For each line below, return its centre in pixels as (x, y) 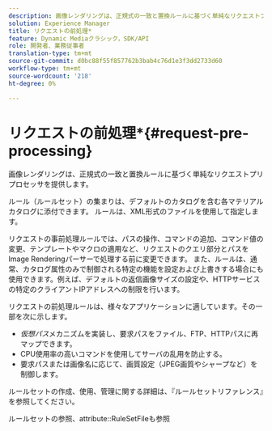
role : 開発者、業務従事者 (47, 46)
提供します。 (72, 184)
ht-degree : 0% (32, 83)
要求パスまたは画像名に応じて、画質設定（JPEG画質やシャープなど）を (139, 364)
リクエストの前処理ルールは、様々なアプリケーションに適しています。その (132, 306)
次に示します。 (47, 317)
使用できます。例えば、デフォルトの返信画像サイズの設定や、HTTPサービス (134, 279)
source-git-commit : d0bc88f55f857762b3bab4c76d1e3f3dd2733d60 (115, 61)
